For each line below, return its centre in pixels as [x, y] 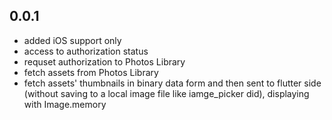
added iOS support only [72, 40]
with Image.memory [65, 104]
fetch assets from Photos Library [91, 72]
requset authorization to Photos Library [104, 61]
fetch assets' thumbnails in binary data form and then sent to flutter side [172, 83]
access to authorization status [86, 51]
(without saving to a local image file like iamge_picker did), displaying [166, 93]
